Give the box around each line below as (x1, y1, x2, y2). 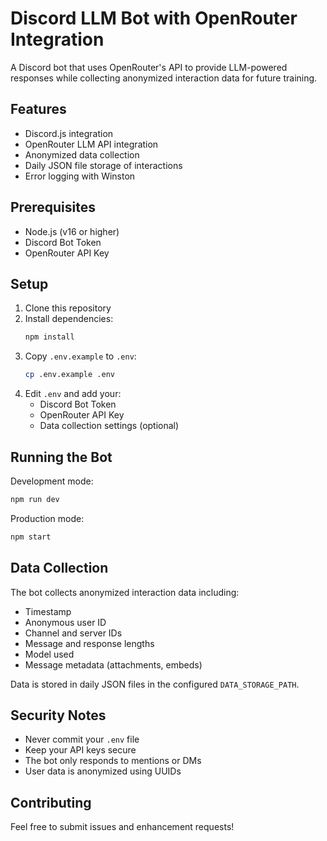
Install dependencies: (24, 313, 114, 325)
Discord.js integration (24, 127, 114, 139)
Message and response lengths (24, 637, 155, 649)
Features (10, 101, 67, 118)
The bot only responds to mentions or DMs (24, 755, 202, 767)
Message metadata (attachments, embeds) (24, 658, 203, 671)
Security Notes (10, 707, 107, 724)
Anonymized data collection (24, 148, 140, 161)
